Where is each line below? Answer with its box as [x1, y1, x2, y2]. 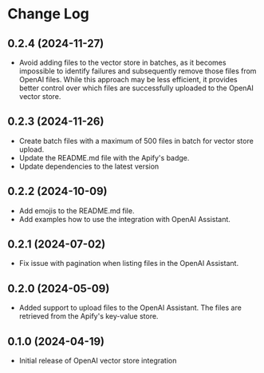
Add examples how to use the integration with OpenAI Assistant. [18, 214, 231, 224]
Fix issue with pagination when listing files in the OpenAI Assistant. [18, 259, 239, 268]
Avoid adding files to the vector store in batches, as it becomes [18, 58, 227, 67]
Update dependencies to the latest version [18, 161, 160, 171]
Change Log [7, 5, 89, 23]
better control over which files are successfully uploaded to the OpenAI [18, 83, 254, 93]
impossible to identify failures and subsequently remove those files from [18, 66, 257, 76]
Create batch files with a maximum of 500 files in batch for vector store [18, 136, 254, 145]
